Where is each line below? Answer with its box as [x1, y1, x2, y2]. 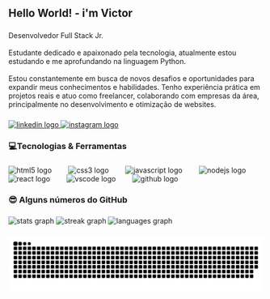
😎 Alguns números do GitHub [8, 194, 128, 205]
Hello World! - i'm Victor [8, 6, 133, 20]
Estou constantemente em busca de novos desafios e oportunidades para [8, 74, 255, 83]
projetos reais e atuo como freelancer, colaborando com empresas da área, [8, 91, 260, 100]
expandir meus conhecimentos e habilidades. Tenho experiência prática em [8, 83, 261, 92]
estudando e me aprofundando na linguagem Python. [8, 57, 187, 66]
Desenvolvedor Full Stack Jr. [8, 31, 103, 41]
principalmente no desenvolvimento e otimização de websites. [8, 100, 217, 109]
